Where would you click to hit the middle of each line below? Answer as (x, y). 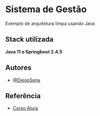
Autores (18, 68)
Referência (23, 96)
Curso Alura (25, 108)
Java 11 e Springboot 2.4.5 (34, 51)
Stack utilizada (29, 39)
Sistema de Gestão (46, 9)
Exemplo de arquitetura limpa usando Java (50, 23)
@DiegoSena (27, 80)
